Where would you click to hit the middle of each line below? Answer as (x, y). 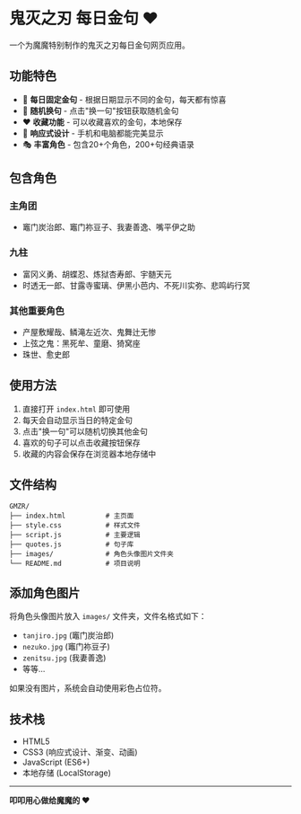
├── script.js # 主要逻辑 (75, 535)
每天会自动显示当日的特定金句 (77, 420)
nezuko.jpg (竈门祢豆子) (66, 647)
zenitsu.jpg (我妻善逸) (64, 658)
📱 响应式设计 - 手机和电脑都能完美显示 (93, 133)
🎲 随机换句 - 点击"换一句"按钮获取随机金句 (100, 111)
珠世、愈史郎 (46, 355)
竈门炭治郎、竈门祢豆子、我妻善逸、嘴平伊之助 (108, 227)
